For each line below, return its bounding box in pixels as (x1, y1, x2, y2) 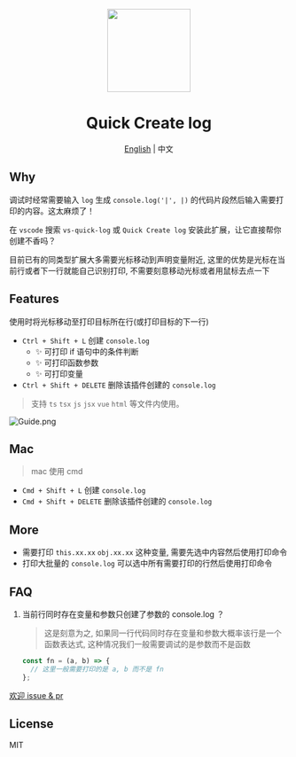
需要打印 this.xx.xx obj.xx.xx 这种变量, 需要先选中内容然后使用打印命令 (21, 547, 288, 558)
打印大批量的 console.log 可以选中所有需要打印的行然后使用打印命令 (21, 558, 273, 569)
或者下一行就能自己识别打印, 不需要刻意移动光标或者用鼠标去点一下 (24, 265, 270, 276)
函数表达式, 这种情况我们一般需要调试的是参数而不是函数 (43, 639, 251, 649)
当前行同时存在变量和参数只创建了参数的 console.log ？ (21, 609, 225, 620)
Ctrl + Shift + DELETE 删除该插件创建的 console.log (21, 379, 216, 390)
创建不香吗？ (9, 235, 56, 246)
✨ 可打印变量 (35, 368, 84, 378)
